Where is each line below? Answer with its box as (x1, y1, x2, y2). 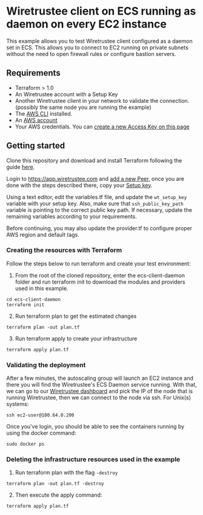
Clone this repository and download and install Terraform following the (6, 156, 182, 164)
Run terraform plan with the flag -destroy (15, 469, 118, 476)
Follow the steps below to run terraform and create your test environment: (6, 260, 191, 267)
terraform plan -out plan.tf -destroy (6, 481, 104, 487)
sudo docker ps (6, 441, 45, 447)
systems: (6, 401, 29, 408)
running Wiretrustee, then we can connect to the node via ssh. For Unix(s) (6, 394, 191, 401)
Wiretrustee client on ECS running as (6, 4, 196, 18)
